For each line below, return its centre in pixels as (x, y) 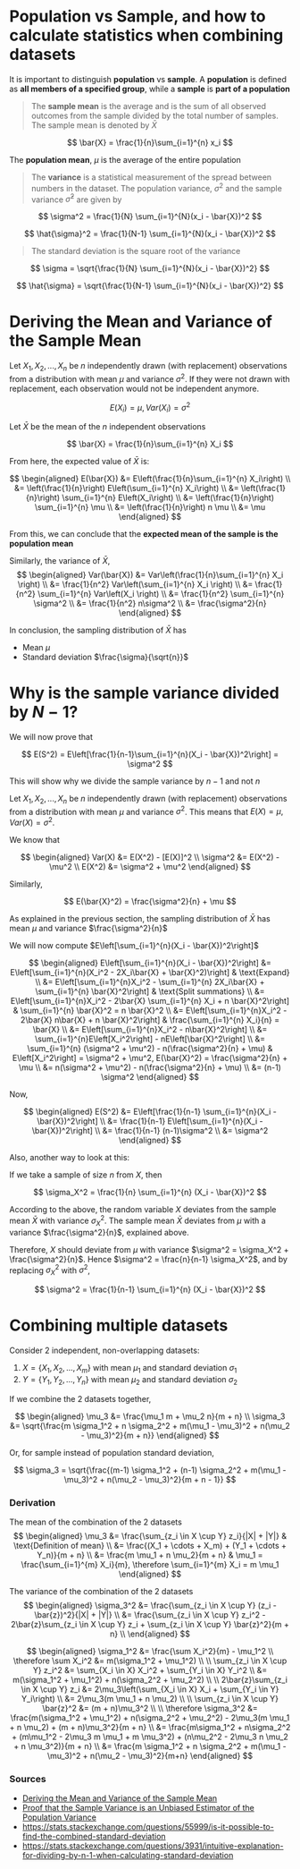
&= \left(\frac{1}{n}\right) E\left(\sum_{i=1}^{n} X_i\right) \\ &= (126, 488)
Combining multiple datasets (119, 1325)
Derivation (33, 1502)
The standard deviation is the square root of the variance (136, 251)
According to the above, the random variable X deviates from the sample (143, 1210)
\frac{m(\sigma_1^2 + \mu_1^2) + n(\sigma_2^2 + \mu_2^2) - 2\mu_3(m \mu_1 (150, 1717)
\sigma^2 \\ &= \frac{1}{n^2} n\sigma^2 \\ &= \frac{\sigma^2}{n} (150, 603)
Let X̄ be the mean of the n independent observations (108, 427)
